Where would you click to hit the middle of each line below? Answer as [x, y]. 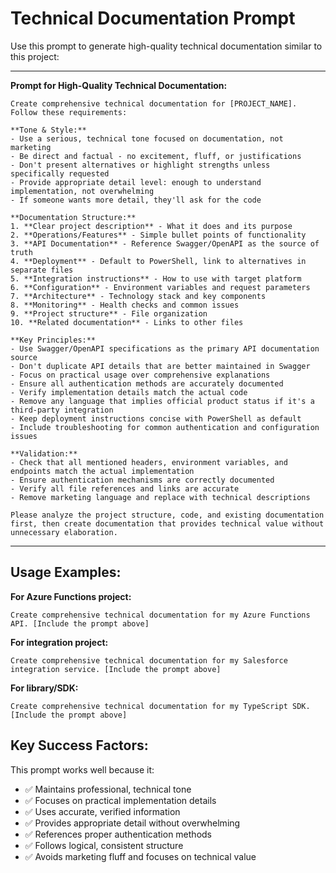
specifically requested [60, 173]
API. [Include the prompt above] [80, 623]
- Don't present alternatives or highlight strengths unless [140, 165]
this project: [35, 56]
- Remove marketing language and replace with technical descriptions [160, 497]
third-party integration [62, 410]
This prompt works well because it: [82, 769]
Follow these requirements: [69, 112]
